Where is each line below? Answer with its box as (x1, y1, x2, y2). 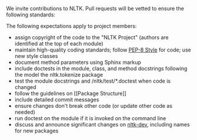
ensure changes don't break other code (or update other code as (14, 103, 172, 109)
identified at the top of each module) (14, 40, 103, 47)
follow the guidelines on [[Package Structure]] (14, 90, 126, 97)
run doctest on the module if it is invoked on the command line (14, 115, 166, 122)
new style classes (14, 53, 58, 59)
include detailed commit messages (14, 96, 99, 103)
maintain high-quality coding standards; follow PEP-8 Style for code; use (14, 46, 191, 53)
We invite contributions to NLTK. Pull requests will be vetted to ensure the (6, 5, 184, 12)
